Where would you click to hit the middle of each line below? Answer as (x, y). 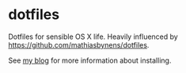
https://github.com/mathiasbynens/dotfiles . (79, 44)
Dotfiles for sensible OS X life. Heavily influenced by (93, 36)
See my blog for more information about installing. (90, 60)
